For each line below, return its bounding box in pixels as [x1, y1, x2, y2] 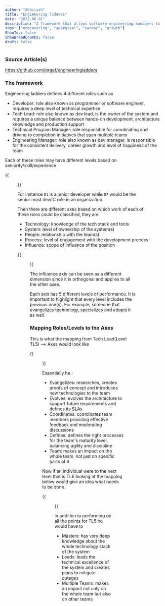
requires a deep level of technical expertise [12, 106, 100, 111]
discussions [49, 427, 74, 433]
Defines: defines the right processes [49, 432, 124, 438]
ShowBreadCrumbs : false [5, 35, 54, 40]
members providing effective [49, 416, 109, 422]
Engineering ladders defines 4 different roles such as [5, 91, 114, 97]
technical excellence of [61, 559, 109, 565]
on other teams [61, 596, 93, 602]
